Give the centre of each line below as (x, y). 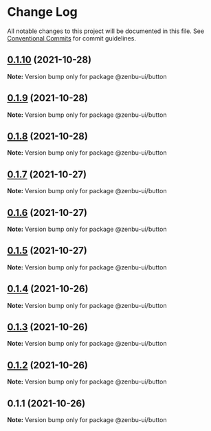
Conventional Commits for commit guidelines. (71, 38)
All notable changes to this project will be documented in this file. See (106, 31)
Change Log (42, 12)
